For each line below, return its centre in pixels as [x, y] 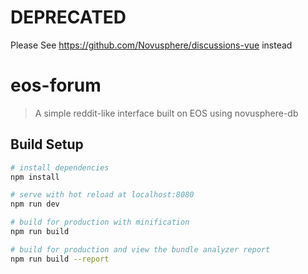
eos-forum [56, 85]
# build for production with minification [100, 222]
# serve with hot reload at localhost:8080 [102, 195]
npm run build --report [60, 259]
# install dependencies [60, 167]
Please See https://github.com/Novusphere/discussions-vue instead [151, 45]
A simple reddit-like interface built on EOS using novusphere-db [166, 113]
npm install [35, 177]
